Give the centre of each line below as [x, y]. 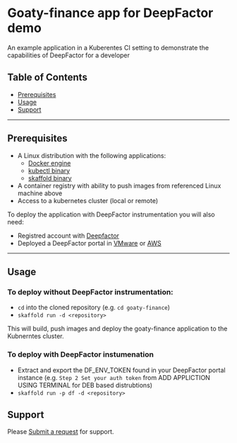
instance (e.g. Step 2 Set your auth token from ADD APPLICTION [114, 377]
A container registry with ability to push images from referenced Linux [119, 185]
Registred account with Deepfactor [68, 236]
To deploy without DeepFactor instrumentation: [91, 292]
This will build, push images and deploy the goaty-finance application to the [117, 329]
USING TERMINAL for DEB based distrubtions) [85, 385]
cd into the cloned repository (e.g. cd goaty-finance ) [94, 307]
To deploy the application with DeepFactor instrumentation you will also [111, 214]
